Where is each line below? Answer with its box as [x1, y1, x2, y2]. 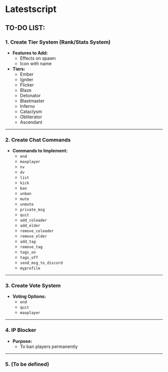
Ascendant [19, 119, 42, 125]
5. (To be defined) [5, 360, 49, 367]
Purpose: [12, 338, 32, 344]
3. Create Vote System [5, 282, 61, 289]
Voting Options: [12, 293, 46, 299]
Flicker [19, 82, 34, 88]
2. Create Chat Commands [5, 136, 71, 143]
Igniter [19, 76, 33, 82]
